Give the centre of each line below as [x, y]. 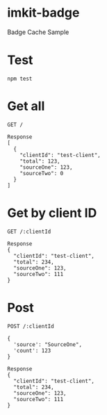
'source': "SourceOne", [48, 344]
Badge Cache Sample [38, 32]
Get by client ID [52, 213]
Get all [26, 106]
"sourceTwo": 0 [42, 173]
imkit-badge [43, 13]
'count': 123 [32, 350]
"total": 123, [40, 161]
